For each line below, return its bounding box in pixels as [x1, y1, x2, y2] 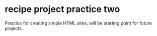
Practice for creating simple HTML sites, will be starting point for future [5, 20, 152, 26]
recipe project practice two [5, 3, 120, 15]
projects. [5, 25, 23, 31]
